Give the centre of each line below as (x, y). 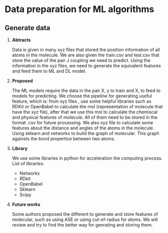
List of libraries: (28, 164)
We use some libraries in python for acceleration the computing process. (87, 158)
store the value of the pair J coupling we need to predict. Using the (81, 60)
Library (20, 148)
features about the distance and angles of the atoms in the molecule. (83, 128)
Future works (26, 204)
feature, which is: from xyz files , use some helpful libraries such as (81, 101)
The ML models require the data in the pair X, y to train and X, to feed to (86, 91)
